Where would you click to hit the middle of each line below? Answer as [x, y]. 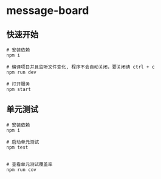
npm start [19, 89]
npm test [17, 147]
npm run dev [21, 72]
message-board [48, 11]
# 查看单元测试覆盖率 [29, 164]
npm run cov [21, 170]
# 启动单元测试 [23, 142]
